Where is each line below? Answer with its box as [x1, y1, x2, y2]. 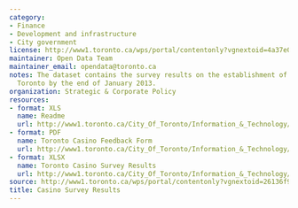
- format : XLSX [9, 152, 66, 162]
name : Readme [17, 112, 66, 120]
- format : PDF [9, 128, 62, 137]
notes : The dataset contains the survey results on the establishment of [9, 71, 288, 80]
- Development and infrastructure [9, 29, 137, 38]
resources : [9, 95, 50, 104]
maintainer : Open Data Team [9, 54, 114, 63]
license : [9, 46, 42, 55]
